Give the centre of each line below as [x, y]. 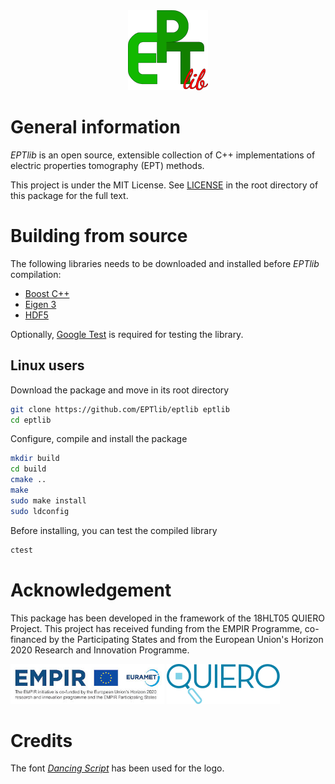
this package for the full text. [69, 195]
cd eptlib [31, 420]
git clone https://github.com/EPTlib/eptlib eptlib [120, 409]
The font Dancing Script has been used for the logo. [117, 768]
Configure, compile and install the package [99, 439]
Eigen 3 [40, 304]
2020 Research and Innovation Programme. [100, 650]
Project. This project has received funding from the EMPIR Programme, [156, 628]
